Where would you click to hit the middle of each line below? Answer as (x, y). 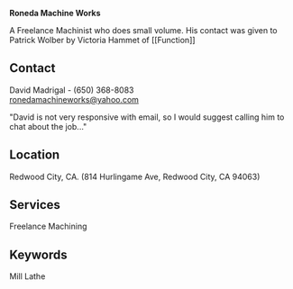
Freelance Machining (48, 226)
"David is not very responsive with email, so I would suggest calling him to (147, 117)
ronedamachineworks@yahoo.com (74, 99)
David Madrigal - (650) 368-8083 (72, 90)
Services (35, 205)
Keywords (38, 254)
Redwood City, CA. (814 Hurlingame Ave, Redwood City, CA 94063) (135, 176)
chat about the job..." (48, 126)
